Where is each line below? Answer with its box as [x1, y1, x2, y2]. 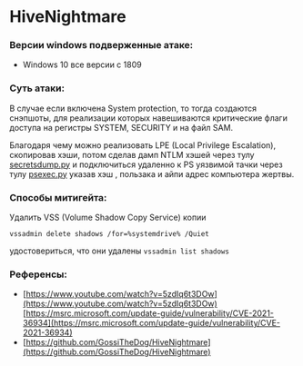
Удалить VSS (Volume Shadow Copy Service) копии [9, 212, 207, 223]
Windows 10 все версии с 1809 [22, 59, 143, 70]
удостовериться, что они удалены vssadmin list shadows [9, 245, 230, 256]
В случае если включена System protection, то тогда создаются [9, 103, 258, 114]
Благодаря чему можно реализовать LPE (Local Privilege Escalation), [9, 139, 277, 151]
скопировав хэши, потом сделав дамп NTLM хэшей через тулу [9, 149, 255, 160]
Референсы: [9, 268, 68, 281]
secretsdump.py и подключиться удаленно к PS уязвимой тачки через [9, 159, 284, 170]
